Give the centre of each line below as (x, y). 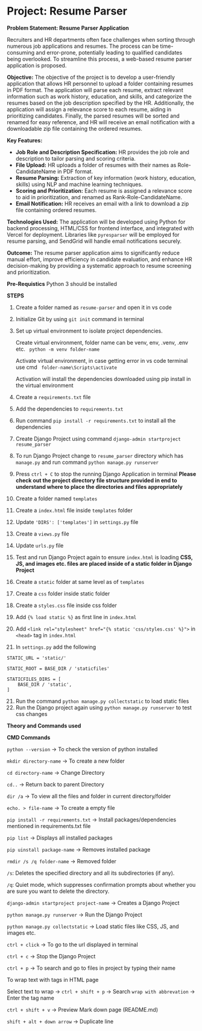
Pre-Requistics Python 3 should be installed (62, 283)
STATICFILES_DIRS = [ (34, 679)
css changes (31, 714)
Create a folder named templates (56, 499)
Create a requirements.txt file (53, 397)
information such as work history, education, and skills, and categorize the (99, 96)
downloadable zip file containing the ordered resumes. (74, 128)
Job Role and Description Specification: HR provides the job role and (102, 152)
